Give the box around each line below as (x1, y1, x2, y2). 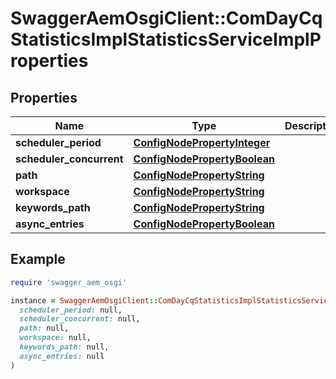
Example (10, 251, 66, 268)
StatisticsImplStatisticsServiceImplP (10, 28, 322, 51)
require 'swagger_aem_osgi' (10, 277, 128, 287)
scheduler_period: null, (19, 305, 123, 315)
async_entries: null (19, 351, 105, 361)
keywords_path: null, (19, 342, 110, 352)
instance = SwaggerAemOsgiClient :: (10, 295, 159, 306)
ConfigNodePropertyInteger (133, 136, 271, 149)
